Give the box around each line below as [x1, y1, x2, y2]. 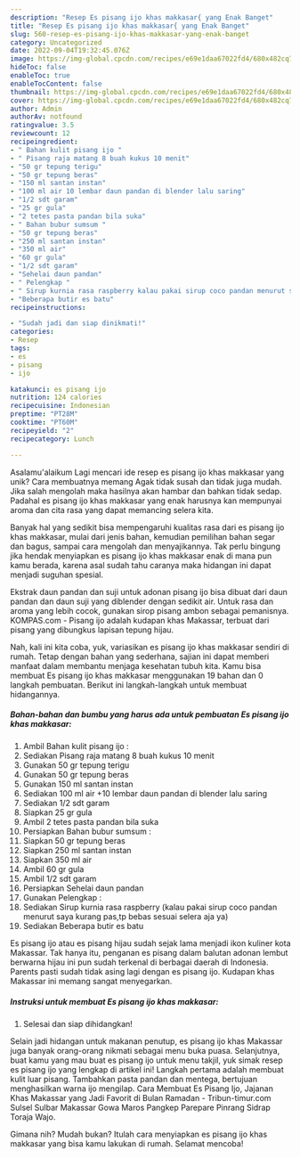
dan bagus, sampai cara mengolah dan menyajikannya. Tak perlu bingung [10, 541, 281, 551]
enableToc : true [10, 71, 70, 80]
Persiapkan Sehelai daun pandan [22, 883, 144, 893]
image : [10, 54, 35, 63]
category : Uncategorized [10, 37, 102, 47]
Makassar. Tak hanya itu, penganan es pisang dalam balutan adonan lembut [10, 948, 288, 958]
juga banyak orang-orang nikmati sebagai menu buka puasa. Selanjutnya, [10, 1046, 280, 1056]
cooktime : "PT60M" [10, 418, 78, 427]
